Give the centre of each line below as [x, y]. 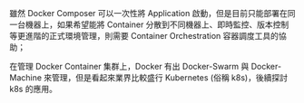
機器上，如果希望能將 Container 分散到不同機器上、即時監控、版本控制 [157, 24]
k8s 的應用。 [33, 89]
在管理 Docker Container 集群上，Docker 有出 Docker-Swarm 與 [129, 66]
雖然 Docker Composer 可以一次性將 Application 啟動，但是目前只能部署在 [148, 13]
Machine [26, 78]
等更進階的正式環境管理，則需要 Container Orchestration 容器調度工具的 [144, 36]
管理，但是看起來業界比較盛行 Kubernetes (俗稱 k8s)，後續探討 [170, 78]
